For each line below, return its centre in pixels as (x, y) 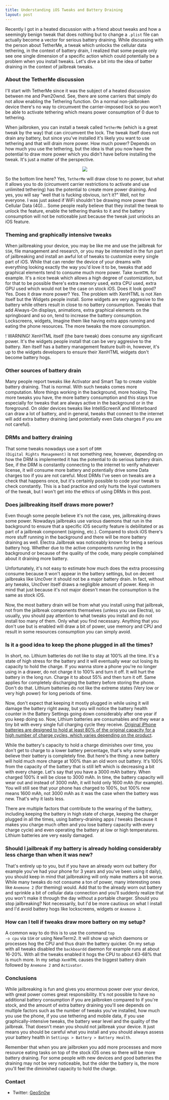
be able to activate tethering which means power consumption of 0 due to (82, 112)
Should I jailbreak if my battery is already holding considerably (83, 848)
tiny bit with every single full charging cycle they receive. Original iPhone (81, 725)
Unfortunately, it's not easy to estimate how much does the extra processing (85, 568)
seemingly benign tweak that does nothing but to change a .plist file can (82, 34)
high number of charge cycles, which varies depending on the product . (79, 735)
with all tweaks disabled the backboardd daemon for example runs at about (82, 949)
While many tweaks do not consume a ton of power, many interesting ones (83, 882)
